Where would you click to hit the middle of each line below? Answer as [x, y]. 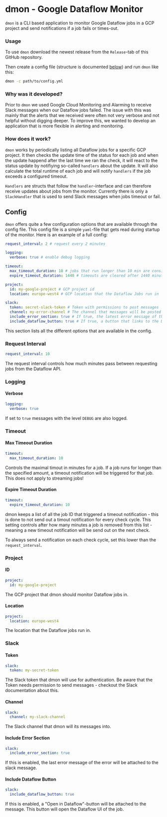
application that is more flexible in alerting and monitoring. [65, 126]
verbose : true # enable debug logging [50, 257]
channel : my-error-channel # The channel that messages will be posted [85, 312]
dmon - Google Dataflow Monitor [74, 9]
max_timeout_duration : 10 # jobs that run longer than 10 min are [80, 271]
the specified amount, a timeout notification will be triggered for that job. [80, 473]
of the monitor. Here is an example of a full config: [56, 234]
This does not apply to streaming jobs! [44, 478]
